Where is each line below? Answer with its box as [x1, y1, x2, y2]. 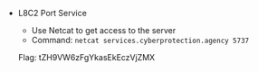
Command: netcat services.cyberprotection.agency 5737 [31, 35, 250, 45]
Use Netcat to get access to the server [31, 25, 177, 35]
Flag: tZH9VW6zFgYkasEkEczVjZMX [17, 52, 156, 62]
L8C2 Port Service [17, 8, 88, 18]
